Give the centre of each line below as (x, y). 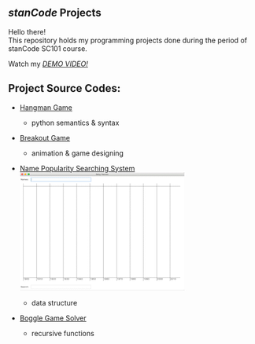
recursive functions (63, 333)
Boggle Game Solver (53, 318)
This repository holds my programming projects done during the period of (128, 40)
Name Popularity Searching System (77, 168)
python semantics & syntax (75, 123)
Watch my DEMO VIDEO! (48, 64)
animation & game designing (78, 153)
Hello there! (27, 31)
